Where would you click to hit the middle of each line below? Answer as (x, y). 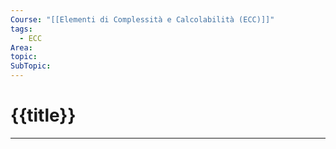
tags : (21, 29)
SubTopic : (31, 66)
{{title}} (43, 115)
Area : (21, 47)
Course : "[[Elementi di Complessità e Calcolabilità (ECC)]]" (142, 19)
